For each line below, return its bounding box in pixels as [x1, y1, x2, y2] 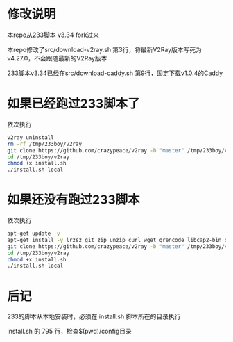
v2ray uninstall [7, 133, 54, 141]
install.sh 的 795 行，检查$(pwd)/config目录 [7, 327, 132, 336]
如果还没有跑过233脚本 [7, 192, 140, 208]
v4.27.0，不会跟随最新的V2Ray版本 [7, 54, 107, 63]
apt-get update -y [7, 230, 60, 237]
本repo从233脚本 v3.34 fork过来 [7, 31, 99, 39]
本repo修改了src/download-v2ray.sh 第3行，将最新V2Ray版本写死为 [7, 45, 202, 54]
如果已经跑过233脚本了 [7, 96, 140, 112]
